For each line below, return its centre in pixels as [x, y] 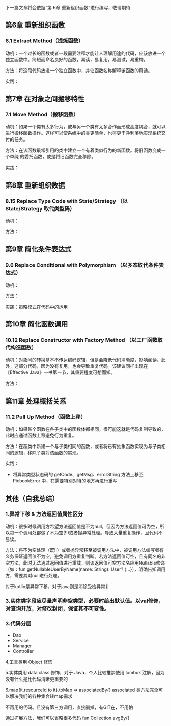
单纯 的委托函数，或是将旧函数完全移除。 [52, 157]
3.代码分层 [18, 623]
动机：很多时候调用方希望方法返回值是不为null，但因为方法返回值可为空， [83, 526]
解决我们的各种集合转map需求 [41, 696]
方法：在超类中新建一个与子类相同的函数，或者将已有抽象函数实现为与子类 [83, 447]
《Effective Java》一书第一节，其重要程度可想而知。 [60, 372]
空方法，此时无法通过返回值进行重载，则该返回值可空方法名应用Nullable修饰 [85, 563]
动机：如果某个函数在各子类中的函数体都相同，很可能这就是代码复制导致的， [85, 429]
